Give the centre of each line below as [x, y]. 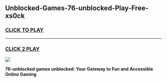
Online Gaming [21, 74]
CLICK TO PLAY [24, 30]
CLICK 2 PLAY [22, 49]
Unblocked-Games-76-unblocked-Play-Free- [77, 8]
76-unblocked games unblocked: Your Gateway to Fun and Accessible [79, 69]
